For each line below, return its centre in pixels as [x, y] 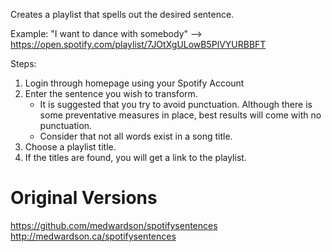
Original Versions [84, 198]
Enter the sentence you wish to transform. [111, 93]
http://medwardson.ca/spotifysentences [93, 236]
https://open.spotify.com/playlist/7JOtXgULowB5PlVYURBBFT [138, 44]
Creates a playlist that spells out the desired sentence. [122, 14]
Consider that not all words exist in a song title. [136, 136]
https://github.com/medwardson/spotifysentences [114, 225]
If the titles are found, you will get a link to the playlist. [135, 157]
